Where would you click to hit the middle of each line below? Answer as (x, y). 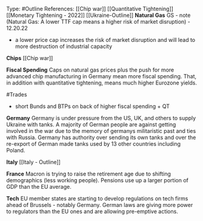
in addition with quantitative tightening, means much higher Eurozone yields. (101, 83)
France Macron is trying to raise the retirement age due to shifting (88, 174)
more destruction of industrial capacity (64, 46)
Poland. (16, 150)
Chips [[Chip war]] (30, 58)
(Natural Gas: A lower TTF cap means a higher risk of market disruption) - (98, 22)
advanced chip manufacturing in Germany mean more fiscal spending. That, (101, 76)
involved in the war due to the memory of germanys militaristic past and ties (101, 131)
